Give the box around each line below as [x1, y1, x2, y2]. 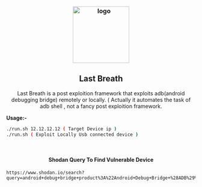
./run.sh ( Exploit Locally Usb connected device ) [6, 132, 138, 138]
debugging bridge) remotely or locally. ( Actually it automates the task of [11, 96, 191, 103]
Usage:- [6, 114, 27, 121]
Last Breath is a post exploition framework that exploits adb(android [17, 89, 185, 97]
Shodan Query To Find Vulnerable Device [48, 156, 154, 163]
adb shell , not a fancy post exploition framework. [40, 103, 162, 110]
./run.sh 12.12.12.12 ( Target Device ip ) [6, 125, 117, 132]
